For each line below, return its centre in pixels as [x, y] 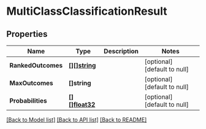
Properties [27, 34]
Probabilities [28, 101]
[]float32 [82, 104]
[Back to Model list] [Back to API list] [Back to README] [77, 120]
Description [121, 51]
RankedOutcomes [36, 65]
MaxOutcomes [31, 83]
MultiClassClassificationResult [87, 11]
